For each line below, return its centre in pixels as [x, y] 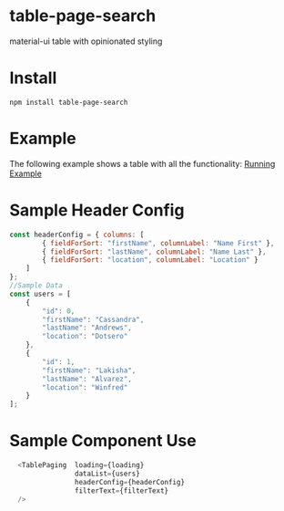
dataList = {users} [107, 474]
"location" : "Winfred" [85, 387]
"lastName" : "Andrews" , [87, 328]
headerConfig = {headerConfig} [129, 482]
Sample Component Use [103, 441]
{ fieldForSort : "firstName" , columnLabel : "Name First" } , [158, 243]
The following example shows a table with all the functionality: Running [142, 163]
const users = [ [40, 294]
